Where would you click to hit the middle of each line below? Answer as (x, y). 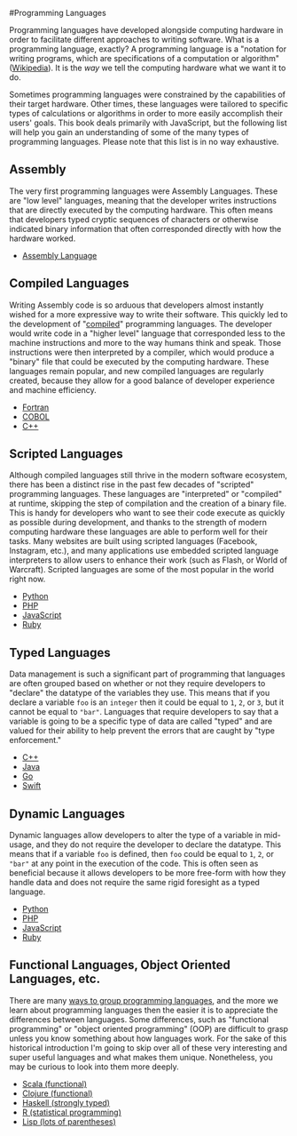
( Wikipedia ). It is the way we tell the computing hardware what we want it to (148, 68)
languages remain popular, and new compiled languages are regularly (137, 371)
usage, (22, 844)
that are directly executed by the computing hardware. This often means (141, 210)
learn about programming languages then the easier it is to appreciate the (144, 1010)
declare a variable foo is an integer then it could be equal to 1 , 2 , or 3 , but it (147, 702)
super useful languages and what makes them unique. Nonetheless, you (141, 1057)
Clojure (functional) (57, 1093)
